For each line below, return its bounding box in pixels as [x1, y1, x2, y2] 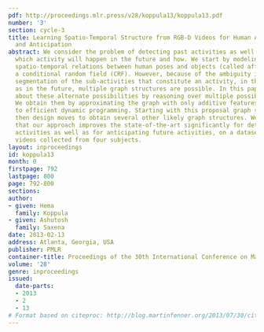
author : [8, 194, 34, 202]
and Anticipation [15, 41, 72, 49]
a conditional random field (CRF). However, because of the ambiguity [15, 70, 251, 78]
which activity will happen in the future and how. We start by [15, 56, 230, 64]
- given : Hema [8, 201, 55, 209]
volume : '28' [8, 260, 51, 268]
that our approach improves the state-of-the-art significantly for [15, 121, 244, 129]
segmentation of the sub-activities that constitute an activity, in [15, 77, 247, 85]
